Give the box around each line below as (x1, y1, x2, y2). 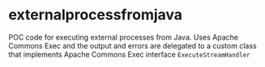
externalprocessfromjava (8, 6, 183, 24)
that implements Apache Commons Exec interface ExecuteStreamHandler (8, 49, 250, 59)
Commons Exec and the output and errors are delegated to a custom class (8, 40, 257, 50)
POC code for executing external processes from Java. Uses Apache (8, 32, 239, 42)
